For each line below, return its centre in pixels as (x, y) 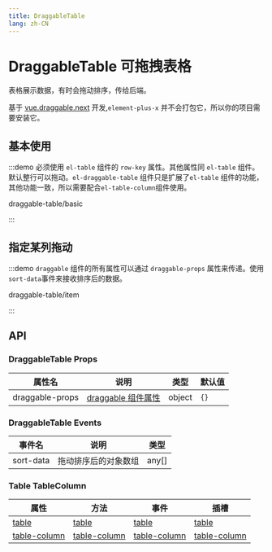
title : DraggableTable (47, 16)
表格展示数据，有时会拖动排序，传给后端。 (80, 90)
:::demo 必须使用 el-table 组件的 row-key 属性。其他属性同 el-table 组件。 (134, 167)
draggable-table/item (44, 295)
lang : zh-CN (28, 24)
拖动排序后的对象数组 (99, 461)
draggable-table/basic (46, 204)
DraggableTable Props (53, 359)
